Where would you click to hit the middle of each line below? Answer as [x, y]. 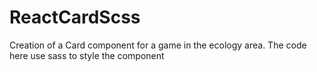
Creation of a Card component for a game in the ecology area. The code [158, 45]
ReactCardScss [75, 17]
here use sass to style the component [87, 55]
